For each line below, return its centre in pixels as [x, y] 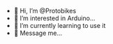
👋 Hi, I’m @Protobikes [45, 11]
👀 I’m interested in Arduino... [54, 18]
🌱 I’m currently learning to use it [60, 25]
